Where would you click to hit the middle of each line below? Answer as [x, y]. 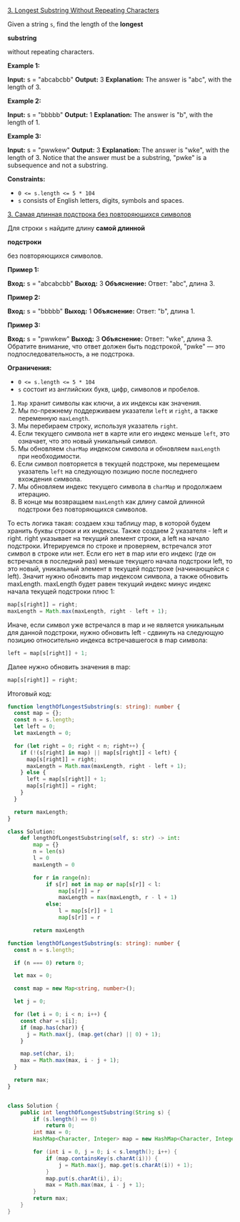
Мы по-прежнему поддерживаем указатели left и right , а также [118, 411]
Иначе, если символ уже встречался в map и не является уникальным [116, 625]
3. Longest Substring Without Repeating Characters [83, 10]
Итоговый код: [30, 693]
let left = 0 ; [35, 727]
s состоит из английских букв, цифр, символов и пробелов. [109, 389]
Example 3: [24, 136]
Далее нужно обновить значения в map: [69, 666]
